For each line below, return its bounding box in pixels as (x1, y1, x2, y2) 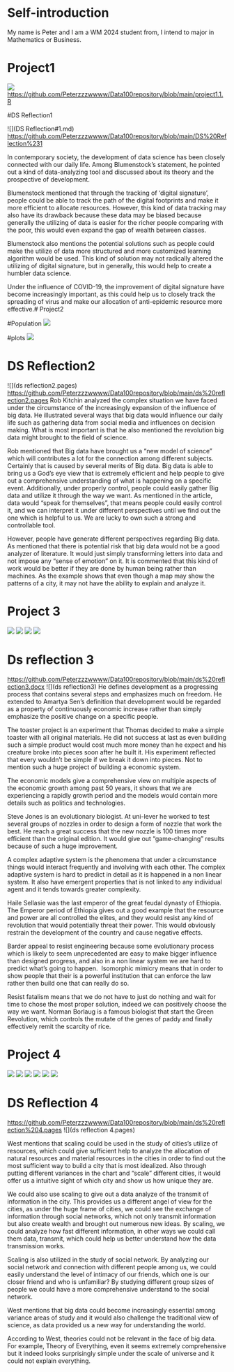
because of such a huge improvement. (7, 842, 118, 850)
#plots (7, 333, 26, 342)
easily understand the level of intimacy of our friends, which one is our (7, 1270, 210, 1278)
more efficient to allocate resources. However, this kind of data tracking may (7, 203, 226, 212)
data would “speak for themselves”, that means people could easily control (7, 498, 222, 507)
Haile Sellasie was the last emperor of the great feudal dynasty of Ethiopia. (7, 898, 221, 907)
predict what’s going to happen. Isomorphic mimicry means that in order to (7, 964, 224, 972)
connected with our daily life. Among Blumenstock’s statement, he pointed (7, 160, 221, 168)
